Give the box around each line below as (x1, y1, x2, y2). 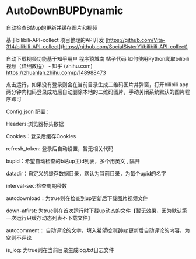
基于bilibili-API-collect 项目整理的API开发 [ (6, 36, 108, 43)
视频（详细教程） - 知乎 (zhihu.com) (6, 62, 93, 69)
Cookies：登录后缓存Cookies (6, 132, 76, 139)
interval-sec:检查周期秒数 (6, 182, 67, 189)
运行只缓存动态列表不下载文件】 (16, 214, 93, 221)
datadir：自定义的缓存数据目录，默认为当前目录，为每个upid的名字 (6, 170, 166, 177)
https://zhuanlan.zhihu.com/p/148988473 (6, 69, 106, 76)
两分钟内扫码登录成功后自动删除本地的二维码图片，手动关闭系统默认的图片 (6, 88, 185, 95)
